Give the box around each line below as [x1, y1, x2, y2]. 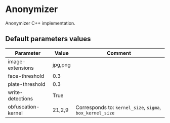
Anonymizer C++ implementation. [5, 20, 76, 26]
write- [8, 89, 23, 96]
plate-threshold [8, 80, 46, 87]
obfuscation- [8, 103, 40, 110]
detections [8, 95, 33, 102]
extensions [8, 64, 34, 71]
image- [8, 58, 26, 65]
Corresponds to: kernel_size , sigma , [75, 104, 161, 111]
